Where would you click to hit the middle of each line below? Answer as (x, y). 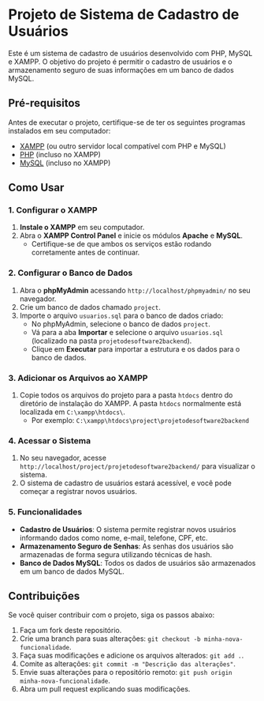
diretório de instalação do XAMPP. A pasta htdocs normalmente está (130, 404)
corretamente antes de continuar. (86, 253)
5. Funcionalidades (45, 512)
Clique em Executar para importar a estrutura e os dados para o (136, 349)
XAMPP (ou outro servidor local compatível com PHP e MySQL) (123, 146)
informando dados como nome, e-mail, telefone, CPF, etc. (113, 537)
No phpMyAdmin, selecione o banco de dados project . (121, 324)
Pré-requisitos (45, 103)
